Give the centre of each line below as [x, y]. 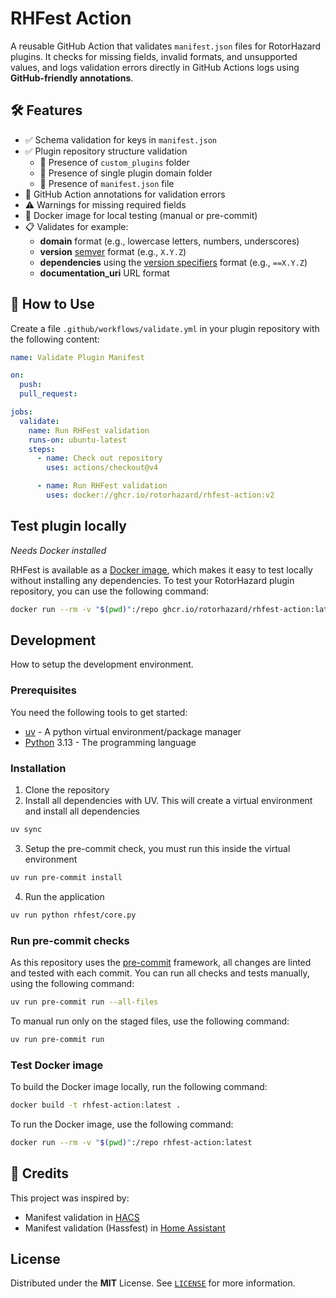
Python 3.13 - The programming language [110, 742]
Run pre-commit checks [70, 940]
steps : [42, 449]
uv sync [26, 830]
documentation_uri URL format [104, 273]
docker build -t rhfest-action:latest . [96, 1105]
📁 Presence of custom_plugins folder [115, 162]
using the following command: [72, 983]
